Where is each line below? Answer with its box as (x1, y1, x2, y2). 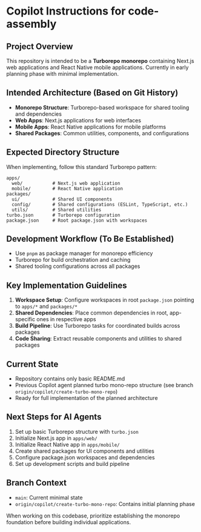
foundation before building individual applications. (6, 518, 131, 525)
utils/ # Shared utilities (12, 207, 102, 213)
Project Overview (6, 41, 73, 52)
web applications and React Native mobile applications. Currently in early (6, 64, 189, 71)
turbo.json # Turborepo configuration (6, 212, 120, 218)
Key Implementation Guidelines (6, 280, 127, 290)
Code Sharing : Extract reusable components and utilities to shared (15, 335, 182, 342)
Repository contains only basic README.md (15, 375, 125, 382)
